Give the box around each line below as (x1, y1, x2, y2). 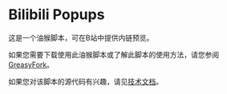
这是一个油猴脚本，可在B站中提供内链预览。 (8, 33, 154, 42)
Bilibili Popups (8, 6, 105, 24)
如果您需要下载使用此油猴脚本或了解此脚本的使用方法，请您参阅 (8, 49, 219, 59)
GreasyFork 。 (8, 60, 55, 69)
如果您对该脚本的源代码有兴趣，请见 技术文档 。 (8, 76, 163, 86)
